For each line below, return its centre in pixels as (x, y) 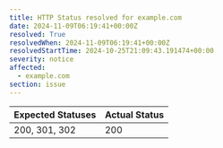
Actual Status (134, 115)
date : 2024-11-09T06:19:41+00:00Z (74, 26)
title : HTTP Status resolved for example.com (95, 17)
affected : (28, 68)
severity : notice (42, 59)
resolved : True (38, 34)
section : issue (38, 84)
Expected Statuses (55, 115)
